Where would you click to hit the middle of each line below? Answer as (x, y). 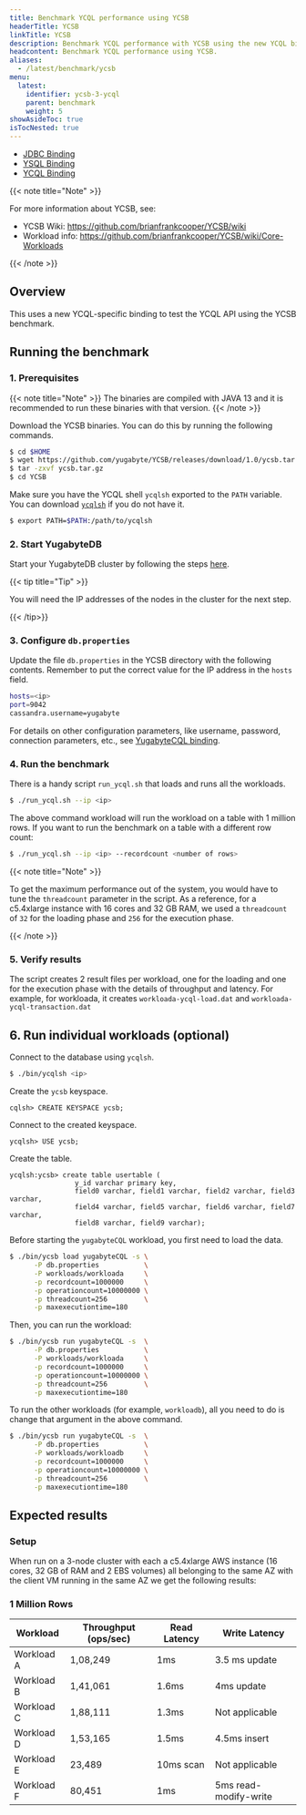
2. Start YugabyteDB (56, 544)
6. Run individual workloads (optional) (120, 1035)
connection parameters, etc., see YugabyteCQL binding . (115, 741)
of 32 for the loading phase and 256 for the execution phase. (122, 918)
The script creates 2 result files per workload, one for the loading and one (148, 979)
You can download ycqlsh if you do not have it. (97, 504)
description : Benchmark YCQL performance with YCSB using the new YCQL (148, 43)
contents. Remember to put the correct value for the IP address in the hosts (151, 670)
